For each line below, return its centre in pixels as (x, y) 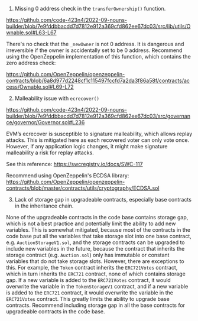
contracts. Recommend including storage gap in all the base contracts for (95, 305)
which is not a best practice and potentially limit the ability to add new (91, 223)
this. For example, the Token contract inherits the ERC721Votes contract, (92, 267)
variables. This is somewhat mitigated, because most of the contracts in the (98, 230)
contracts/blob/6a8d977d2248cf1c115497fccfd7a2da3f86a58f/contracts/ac (98, 80)
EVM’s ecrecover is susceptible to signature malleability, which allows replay (99, 134)
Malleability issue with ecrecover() (57, 98)
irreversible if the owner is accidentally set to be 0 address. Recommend (94, 50)
